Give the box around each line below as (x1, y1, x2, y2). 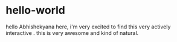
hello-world (5, 4, 66, 17)
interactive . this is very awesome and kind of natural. (5, 29, 139, 36)
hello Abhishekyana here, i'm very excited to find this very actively (5, 23, 171, 30)
